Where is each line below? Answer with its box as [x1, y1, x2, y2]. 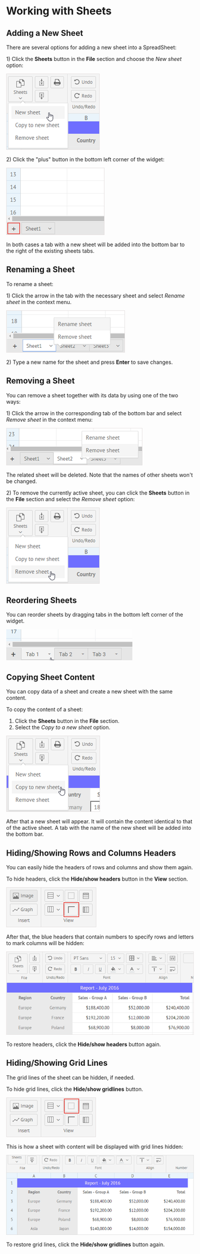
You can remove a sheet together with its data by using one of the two [6, 391, 179, 398]
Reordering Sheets [6, 596, 77, 606]
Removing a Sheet [6, 376, 76, 386]
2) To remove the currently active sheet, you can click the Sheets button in [6, 489, 190, 496]
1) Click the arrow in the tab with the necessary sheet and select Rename [6, 292, 185, 299]
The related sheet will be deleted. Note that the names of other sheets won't [6, 471, 193, 479]
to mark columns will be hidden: [6, 940, 85, 947]
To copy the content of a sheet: [6, 706, 83, 713]
